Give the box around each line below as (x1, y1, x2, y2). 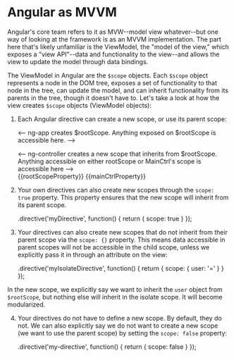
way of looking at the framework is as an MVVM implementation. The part (7, 35, 222, 43)
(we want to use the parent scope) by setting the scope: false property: (17, 328, 228, 337)
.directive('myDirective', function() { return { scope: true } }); (17, 214, 192, 223)
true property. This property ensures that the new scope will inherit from (17, 193, 229, 202)
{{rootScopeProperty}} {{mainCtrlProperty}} (17, 172, 147, 180)
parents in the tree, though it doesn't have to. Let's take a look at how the (7, 93, 220, 102)
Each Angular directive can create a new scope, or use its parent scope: (17, 114, 227, 123)
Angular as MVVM (7, 4, 118, 20)
